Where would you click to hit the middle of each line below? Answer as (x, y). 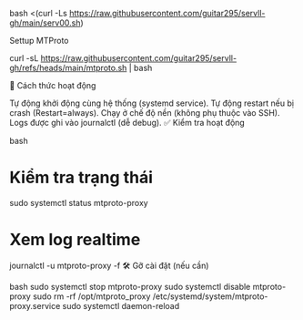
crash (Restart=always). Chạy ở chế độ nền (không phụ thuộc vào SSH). (145, 113)
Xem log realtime (75, 240)
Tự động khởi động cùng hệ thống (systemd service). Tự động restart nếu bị (151, 103)
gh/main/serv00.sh (45, 23)
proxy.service (35, 305)
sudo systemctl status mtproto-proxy (79, 202)
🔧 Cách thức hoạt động (53, 85)
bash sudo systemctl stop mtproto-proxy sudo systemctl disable (130, 286)
